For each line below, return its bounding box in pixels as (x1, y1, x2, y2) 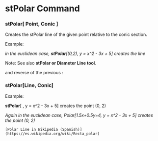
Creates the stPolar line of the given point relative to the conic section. (5, 31, 147, 37)
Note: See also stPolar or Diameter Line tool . (5, 60, 97, 66)
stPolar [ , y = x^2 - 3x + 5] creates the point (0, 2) (5, 103, 106, 109)
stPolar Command (5, 3, 80, 14)
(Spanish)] (59, 127, 82, 132)
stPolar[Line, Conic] (5, 82, 54, 89)
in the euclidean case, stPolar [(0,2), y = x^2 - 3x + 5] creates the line (5, 51, 146, 56)
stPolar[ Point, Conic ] (5, 21, 58, 28)
